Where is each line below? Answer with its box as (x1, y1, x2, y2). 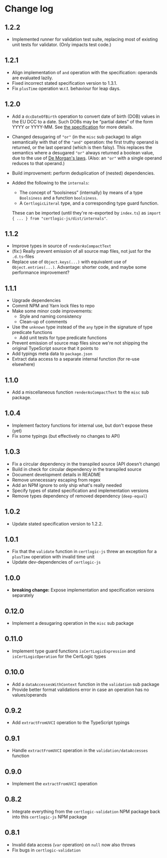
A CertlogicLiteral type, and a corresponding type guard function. (19, 200, 159, 206)
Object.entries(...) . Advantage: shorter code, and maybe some (11, 264, 147, 270)
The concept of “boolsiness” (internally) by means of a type (19, 189, 143, 196)
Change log (4, 3, 53, 15)
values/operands (11, 692, 47, 698)
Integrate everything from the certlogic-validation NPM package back (11, 808, 160, 814)
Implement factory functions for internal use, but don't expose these (11, 422, 153, 428)
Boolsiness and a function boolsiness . (19, 195, 98, 201)
